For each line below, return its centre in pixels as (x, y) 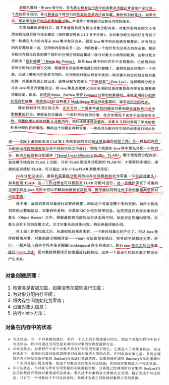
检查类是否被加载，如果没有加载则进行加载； (59, 288)
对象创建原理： (23, 276)
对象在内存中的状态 (29, 327)
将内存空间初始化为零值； (39, 300)
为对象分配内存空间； (35, 294)
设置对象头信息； (30, 306)
